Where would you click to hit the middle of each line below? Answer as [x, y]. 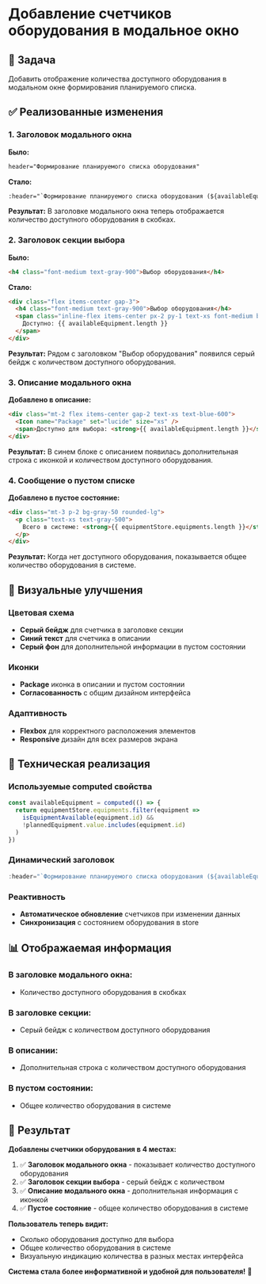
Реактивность [37, 897]
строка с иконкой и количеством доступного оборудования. [111, 459]
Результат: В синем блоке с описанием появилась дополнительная [123, 451]
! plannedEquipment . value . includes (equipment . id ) [104, 825]
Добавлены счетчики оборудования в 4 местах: [92, 1149]
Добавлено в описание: [50, 400]
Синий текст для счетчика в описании [85, 638]
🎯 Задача [32, 60]
